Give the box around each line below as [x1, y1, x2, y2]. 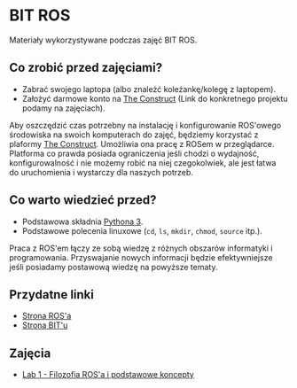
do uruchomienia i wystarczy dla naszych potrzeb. [9, 167, 193, 177]
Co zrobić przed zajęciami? [9, 60, 162, 75]
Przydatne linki [9, 287, 95, 302]
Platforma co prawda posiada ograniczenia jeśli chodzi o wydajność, [9, 148, 260, 159]
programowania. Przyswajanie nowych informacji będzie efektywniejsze [9, 252, 273, 262]
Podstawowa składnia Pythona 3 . [21, 216, 144, 227]
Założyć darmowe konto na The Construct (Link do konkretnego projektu [21, 93, 288, 104]
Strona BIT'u [21, 320, 68, 330]
